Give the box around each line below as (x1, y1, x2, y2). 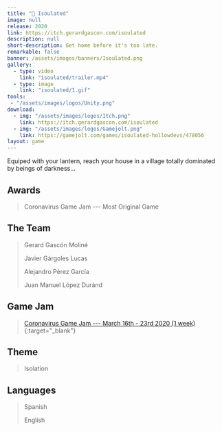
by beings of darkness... (7, 165, 76, 173)
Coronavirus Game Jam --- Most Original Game (23, 202, 159, 211)
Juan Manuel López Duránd (23, 280, 103, 289)
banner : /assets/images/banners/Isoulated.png (7, 55, 143, 62)
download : (7, 106, 36, 113)
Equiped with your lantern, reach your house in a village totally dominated (7, 157, 216, 165)
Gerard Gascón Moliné (23, 240, 88, 249)
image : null (7, 17, 41, 23)
